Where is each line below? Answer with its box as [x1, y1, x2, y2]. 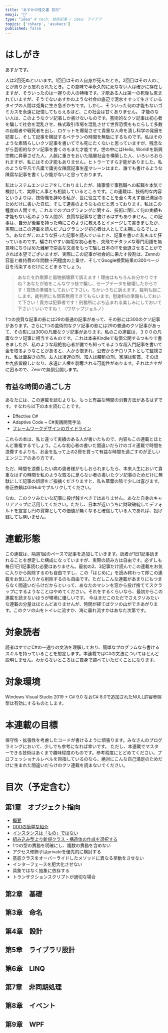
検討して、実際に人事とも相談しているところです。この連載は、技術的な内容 [5, 189, 162, 195]
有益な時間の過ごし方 [5, 382, 71, 391]
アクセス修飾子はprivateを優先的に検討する [12, 848, 101, 854]
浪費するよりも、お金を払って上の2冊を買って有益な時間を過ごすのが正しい [5, 449, 161, 455]
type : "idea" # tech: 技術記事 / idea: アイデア [5, 17, 102, 22]
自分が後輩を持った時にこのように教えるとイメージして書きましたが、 [18, 220, 162, 226]
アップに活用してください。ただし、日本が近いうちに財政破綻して [13, 501, 149, 507]
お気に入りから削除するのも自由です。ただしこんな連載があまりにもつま [13, 575, 162, 582]
